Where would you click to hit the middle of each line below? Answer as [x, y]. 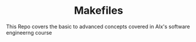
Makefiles [99, 11]
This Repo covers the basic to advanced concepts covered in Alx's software [98, 26]
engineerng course [29, 32]
